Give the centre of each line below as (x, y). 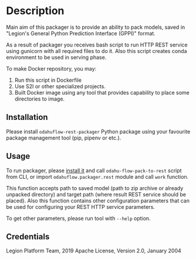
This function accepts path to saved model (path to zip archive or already (95, 188)
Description (35, 11)
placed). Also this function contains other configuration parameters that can (98, 201)
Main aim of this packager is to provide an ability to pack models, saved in (96, 27)
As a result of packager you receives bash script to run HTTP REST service (97, 45)
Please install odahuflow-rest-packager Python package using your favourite (98, 131)
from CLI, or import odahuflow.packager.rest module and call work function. (97, 176)
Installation (27, 117)
